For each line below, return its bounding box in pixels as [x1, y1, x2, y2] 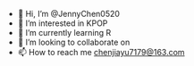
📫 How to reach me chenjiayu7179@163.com [17, 47, 185, 57]
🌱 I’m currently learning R [17, 28, 112, 37]
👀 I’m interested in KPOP [17, 18, 108, 29]
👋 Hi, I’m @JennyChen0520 [17, 9, 121, 19]
